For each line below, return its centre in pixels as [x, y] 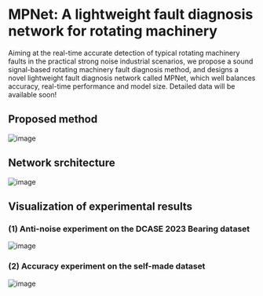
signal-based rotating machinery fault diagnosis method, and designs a [124, 69]
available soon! [33, 94]
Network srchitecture [62, 163]
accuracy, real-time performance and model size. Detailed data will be [122, 86]
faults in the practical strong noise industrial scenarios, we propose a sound [131, 61]
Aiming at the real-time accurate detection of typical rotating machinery [124, 53]
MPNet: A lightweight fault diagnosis [131, 15]
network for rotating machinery [113, 31]
